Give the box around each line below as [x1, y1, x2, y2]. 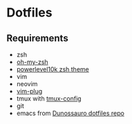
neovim [16, 80, 38, 87]
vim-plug [16, 87, 43, 95]
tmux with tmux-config [16, 94, 82, 103]
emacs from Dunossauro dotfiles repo [16, 109, 125, 117]
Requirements [6, 32, 68, 44]
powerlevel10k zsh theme [16, 65, 89, 73]
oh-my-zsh [16, 58, 49, 66]
